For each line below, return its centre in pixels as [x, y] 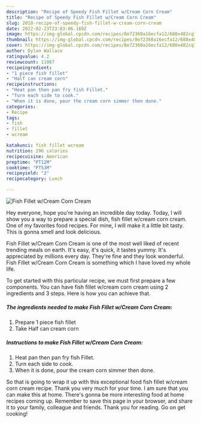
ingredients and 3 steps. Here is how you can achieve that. [78, 293]
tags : [13, 118]
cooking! [17, 413]
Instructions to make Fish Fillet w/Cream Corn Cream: [75, 342]
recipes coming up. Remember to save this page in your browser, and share [99, 401]
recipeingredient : [29, 67]
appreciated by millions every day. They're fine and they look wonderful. [95, 256]
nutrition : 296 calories [37, 151]
